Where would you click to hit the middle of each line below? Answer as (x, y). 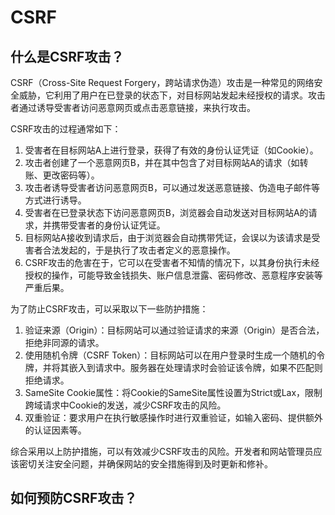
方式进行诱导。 (55, 200)
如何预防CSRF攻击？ (74, 498)
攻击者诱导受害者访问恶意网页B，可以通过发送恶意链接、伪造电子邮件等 (172, 187)
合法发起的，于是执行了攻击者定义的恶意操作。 (139, 250)
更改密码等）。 (71, 175)
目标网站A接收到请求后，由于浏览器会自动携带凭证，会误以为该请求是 (168, 237)
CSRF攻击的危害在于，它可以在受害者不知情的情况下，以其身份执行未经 (172, 262)
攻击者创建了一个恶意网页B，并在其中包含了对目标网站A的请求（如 (162, 162)
